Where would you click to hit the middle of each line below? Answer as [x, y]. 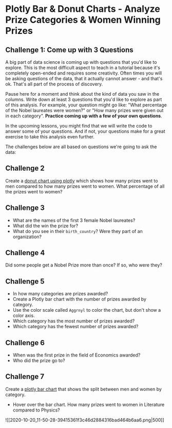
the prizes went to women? [34, 191]
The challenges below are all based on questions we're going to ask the [81, 147]
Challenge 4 [25, 253]
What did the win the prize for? [45, 226]
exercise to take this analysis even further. [50, 137]
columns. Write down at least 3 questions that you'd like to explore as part [84, 99]
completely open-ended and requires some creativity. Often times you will [84, 73]
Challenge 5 [25, 281]
